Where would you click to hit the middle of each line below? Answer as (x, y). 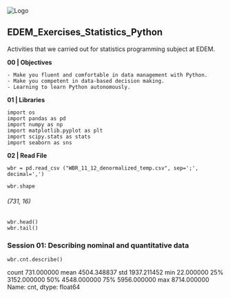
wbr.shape (21, 186)
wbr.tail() (23, 228)
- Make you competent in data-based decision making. (86, 81)
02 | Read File (27, 155)
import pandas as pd (37, 118)
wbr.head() (23, 222)
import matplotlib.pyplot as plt (55, 130)
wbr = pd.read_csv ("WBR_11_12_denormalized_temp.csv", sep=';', (103, 168)
